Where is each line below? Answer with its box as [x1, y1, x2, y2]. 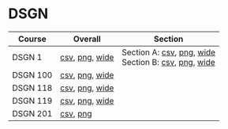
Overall [73, 33, 101, 44]
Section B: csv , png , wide [121, 56, 215, 67]
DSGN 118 [12, 82, 53, 93]
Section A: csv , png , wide [121, 47, 215, 58]
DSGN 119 [12, 95, 53, 106]
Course [18, 33, 47, 44]
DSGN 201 [12, 108, 53, 119]
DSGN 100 [12, 69, 53, 80]
